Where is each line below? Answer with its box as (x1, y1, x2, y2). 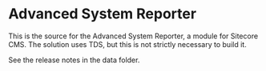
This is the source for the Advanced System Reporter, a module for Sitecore (8, 31, 259, 41)
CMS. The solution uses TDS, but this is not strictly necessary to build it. (8, 39, 247, 49)
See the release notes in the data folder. (8, 55, 140, 65)
